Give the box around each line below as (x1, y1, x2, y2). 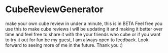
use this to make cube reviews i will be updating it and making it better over (5, 25, 163, 32)
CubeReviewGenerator (5, 4, 104, 15)
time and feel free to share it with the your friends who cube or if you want (5, 31, 161, 37)
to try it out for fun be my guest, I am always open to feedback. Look (5, 37, 149, 43)
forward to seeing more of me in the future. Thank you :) (5, 42, 123, 48)
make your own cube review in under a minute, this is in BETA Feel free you (5, 20, 163, 26)
